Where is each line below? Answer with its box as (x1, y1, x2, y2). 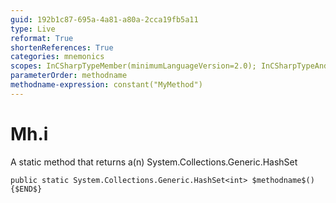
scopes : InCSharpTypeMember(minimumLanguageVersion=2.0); (10, 61, 257, 71)
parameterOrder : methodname (10, 71, 128, 81)
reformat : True (10, 33, 74, 43)
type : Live (10, 24, 56, 34)
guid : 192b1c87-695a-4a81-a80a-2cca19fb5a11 (10, 14, 199, 25)
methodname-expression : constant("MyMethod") (10, 80, 203, 90)
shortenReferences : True (10, 42, 114, 53)
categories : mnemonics (10, 52, 105, 62)
